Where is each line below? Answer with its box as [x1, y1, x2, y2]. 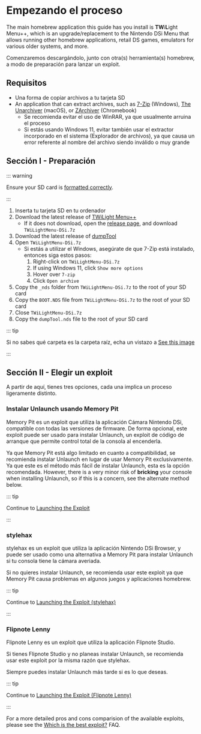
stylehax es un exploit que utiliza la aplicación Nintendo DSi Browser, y [6, 544, 181, 552]
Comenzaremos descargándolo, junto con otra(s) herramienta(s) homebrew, [6, 54, 195, 61]
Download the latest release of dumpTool [14, 232, 117, 239]
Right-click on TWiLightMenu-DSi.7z [32, 257, 120, 265]
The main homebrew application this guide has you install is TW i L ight [6, 23, 178, 31]
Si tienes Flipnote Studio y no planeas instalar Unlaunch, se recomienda [6, 651, 184, 658]
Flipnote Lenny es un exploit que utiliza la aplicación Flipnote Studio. [6, 639, 175, 646]
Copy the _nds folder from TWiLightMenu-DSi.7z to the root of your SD [14, 283, 187, 290]
